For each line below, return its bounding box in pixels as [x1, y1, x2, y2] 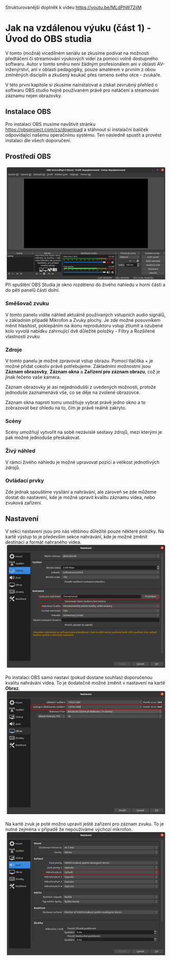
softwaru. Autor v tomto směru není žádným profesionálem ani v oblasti [5, 61, 156, 67]
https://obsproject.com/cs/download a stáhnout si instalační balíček [5, 126, 148, 133]
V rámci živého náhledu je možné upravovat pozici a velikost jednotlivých [5, 459, 160, 465]
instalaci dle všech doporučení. [5, 137, 72, 143]
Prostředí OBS [5, 152, 51, 161]
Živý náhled [5, 447, 36, 454]
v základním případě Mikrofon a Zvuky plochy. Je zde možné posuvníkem [5, 317, 161, 323]
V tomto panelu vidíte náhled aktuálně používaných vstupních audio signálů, [5, 312, 166, 318]
